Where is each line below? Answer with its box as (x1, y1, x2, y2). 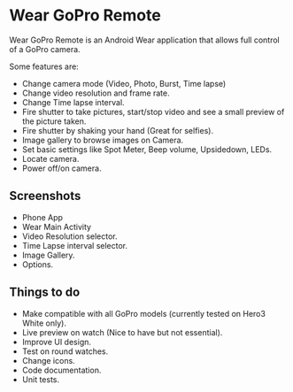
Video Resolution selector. (21, 231, 118, 242)
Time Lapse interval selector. (21, 240, 128, 250)
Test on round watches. (21, 346, 109, 357)
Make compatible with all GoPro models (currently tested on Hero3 (21, 308, 266, 319)
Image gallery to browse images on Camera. (21, 135, 184, 145)
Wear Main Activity (21, 221, 91, 232)
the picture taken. (21, 116, 87, 127)
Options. (21, 258, 54, 270)
